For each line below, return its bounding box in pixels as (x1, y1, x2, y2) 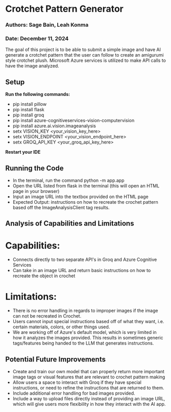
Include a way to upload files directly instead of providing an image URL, (12, 396, 165, 402)
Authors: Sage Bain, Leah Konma (5, 21, 89, 29)
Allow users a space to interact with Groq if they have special (12, 379, 142, 385)
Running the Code (5, 164, 64, 173)
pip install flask (12, 107, 45, 113)
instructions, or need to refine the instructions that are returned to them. (12, 385, 164, 391)
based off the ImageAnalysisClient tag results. (12, 205, 110, 211)
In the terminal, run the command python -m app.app (12, 177, 125, 184)
